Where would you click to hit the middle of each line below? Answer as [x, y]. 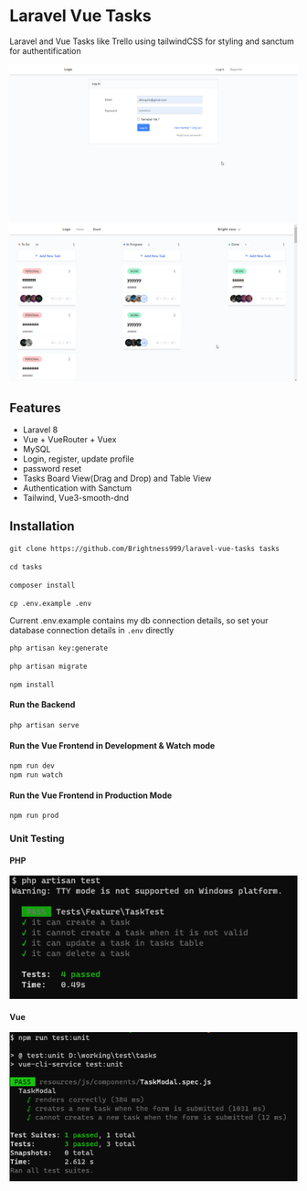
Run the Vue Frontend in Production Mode [91, 795]
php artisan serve [44, 725]
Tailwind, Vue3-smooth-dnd [76, 497]
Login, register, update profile [78, 459]
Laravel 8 [40, 430]
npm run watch [37, 775]
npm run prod [34, 816]
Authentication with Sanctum [77, 488]
